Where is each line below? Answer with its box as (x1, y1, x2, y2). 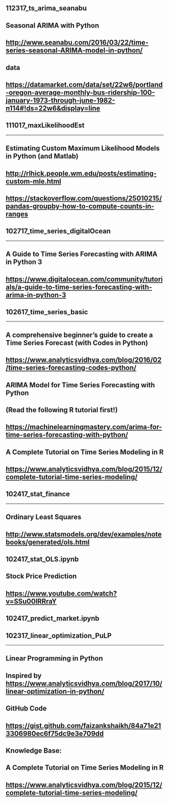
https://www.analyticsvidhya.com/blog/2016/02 (6, 356, 162, 364)
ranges (6, 210, 29, 218)
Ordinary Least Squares (6, 513, 82, 521)
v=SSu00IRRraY (6, 597, 57, 606)
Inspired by (6, 671, 42, 680)
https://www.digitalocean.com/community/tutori (6, 275, 163, 284)
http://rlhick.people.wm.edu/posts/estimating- (6, 169, 157, 178)
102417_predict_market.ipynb (6, 614, 100, 623)
